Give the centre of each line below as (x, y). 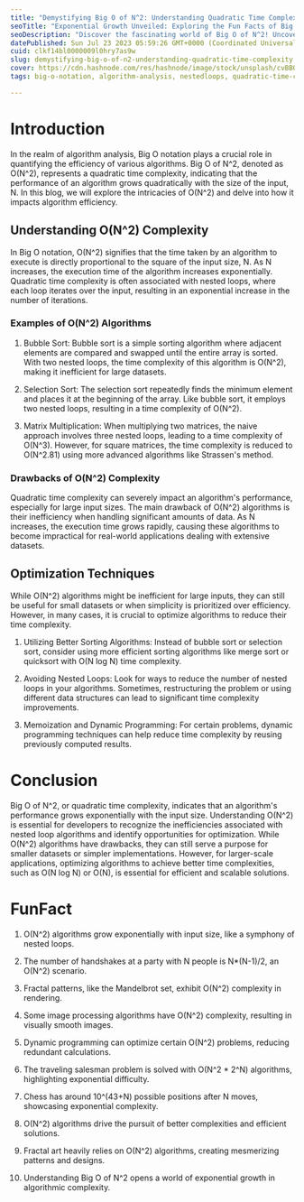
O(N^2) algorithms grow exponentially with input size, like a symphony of (159, 934)
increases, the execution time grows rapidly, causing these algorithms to (145, 527)
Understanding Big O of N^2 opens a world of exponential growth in (149, 1178)
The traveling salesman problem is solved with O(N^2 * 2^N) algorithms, (157, 1069)
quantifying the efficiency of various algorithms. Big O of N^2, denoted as (147, 163)
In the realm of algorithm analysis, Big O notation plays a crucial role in (141, 153)
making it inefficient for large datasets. (95, 372)
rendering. (42, 997)
